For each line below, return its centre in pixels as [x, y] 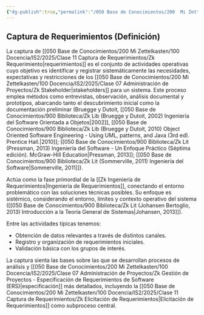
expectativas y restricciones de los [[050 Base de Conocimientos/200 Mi [98, 77]
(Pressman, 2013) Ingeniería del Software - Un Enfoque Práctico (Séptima [98, 148]
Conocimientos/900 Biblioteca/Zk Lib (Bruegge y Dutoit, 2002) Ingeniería [98, 116]
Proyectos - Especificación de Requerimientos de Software [80, 280]
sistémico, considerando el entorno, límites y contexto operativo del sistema [102, 199]
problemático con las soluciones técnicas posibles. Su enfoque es [89, 193]
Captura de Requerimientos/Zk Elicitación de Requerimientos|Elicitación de [100, 299]
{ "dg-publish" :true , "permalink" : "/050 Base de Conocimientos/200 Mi [96, 12]
